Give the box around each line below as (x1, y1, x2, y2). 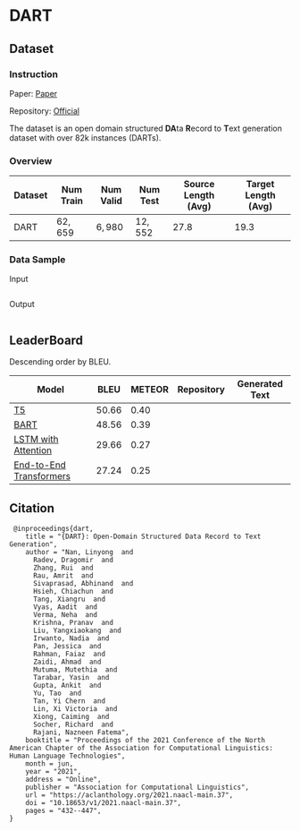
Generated (237, 378, 284, 390)
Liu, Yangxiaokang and (32, 626, 122, 636)
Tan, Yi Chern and (32, 697, 105, 706)
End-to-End (13, 458, 67, 471)
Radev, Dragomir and (32, 556, 114, 565)
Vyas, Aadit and (32, 603, 98, 612)
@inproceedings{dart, (12, 525, 94, 534)
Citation (9, 501, 55, 516)
